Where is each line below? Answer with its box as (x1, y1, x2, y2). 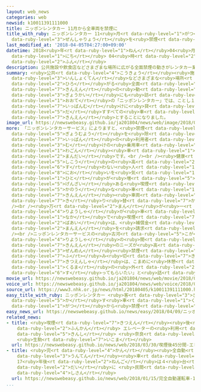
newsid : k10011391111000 (6, 20, 68, 26)
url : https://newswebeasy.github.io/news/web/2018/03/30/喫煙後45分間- (11, 342, 190, 348)
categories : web (6, 14, 47, 20)
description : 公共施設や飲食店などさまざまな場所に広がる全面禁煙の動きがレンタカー (6, 64, 193, 71)
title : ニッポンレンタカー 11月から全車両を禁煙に (6, 25, 118, 32)
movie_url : (6, 275, 33, 281)
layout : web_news (6, 8, 50, 15)
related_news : (6, 314, 42, 320)
